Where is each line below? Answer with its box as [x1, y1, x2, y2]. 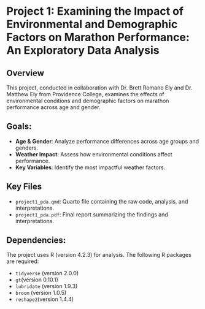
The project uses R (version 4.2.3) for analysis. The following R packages [6, 251, 191, 259]
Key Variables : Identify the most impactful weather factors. [15, 164, 166, 171]
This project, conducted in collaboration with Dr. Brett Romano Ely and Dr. [6, 84, 193, 91]
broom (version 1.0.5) [15, 289, 67, 297]
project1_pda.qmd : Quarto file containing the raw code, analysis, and [15, 197, 188, 205]
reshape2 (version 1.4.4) [15, 296, 74, 303]
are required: [6, 257, 39, 265]
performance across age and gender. [6, 104, 101, 111]
